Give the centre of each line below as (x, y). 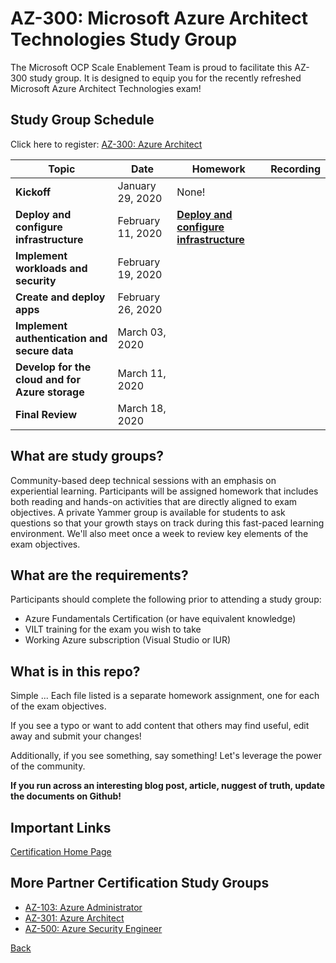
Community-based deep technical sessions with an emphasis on (143, 480)
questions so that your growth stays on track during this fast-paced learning (167, 523)
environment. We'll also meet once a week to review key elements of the (159, 533)
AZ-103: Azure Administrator (83, 907)
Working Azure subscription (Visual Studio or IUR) (128, 640)
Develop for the (53, 367)
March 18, (142, 408)
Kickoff (33, 192)
